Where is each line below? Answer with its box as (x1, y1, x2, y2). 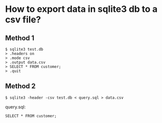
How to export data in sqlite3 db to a (5, 3, 158, 15)
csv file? (5, 14, 41, 25)
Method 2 (5, 82, 36, 90)
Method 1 (5, 34, 35, 42)
